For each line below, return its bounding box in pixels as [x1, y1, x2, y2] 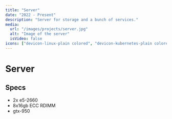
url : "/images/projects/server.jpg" [10, 27, 88, 32]
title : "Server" [5, 7, 40, 13]
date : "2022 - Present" [5, 12, 56, 17]
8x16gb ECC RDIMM [12, 102, 56, 108]
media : [5, 22, 19, 27]
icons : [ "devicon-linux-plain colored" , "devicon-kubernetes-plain [5, 41, 153, 46]
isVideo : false [10, 36, 42, 42]
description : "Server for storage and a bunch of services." [5, 17, 139, 22]
